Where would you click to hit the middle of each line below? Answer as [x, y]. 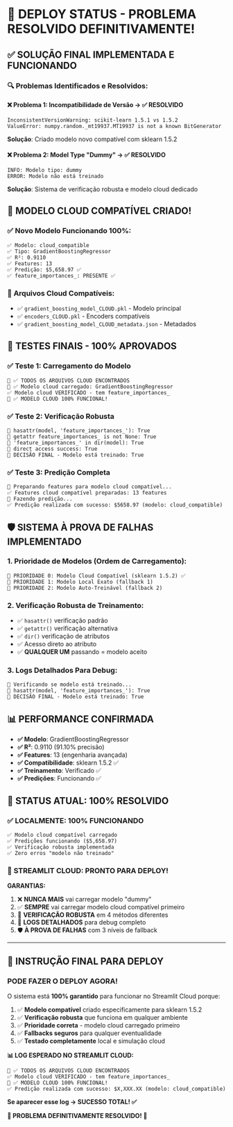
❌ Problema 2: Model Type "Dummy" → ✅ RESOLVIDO [87, 155]
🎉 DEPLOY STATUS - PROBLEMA [102, 14]
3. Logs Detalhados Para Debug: [62, 671]
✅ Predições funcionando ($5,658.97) [62, 841]
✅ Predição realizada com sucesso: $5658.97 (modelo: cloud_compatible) [115, 505]
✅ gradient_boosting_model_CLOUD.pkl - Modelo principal [99, 308]
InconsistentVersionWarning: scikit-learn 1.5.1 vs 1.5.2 [93, 120]
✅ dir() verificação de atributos [63, 637]
